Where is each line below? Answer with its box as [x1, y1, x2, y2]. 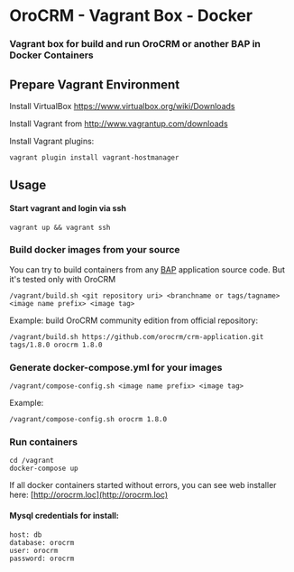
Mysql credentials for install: [9, 511, 120, 521]
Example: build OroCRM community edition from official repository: [9, 315, 259, 326]
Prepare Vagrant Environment [9, 77, 180, 92]
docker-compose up [9, 464, 78, 474]
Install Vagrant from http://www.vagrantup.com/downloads [9, 118, 228, 129]
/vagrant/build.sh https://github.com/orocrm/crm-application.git [9, 332, 264, 341]
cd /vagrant [9, 457, 54, 466]
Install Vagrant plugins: [9, 135, 95, 146]
